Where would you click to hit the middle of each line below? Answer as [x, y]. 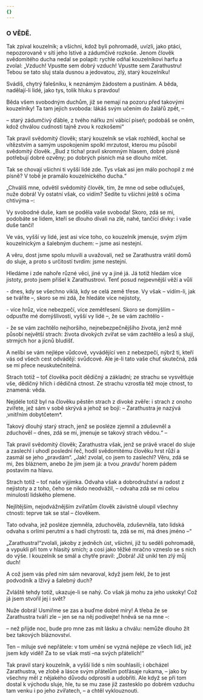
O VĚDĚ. [19, 33]
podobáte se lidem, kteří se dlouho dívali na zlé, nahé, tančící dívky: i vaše [99, 218]
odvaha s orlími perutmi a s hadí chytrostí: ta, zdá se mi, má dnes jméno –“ [99, 531]
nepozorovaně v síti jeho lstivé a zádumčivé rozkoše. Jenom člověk [90, 53]
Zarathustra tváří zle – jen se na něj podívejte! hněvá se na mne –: [88, 616]
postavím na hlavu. [30, 470]
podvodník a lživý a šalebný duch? [49, 580]
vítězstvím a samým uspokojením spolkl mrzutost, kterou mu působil [92, 145]
